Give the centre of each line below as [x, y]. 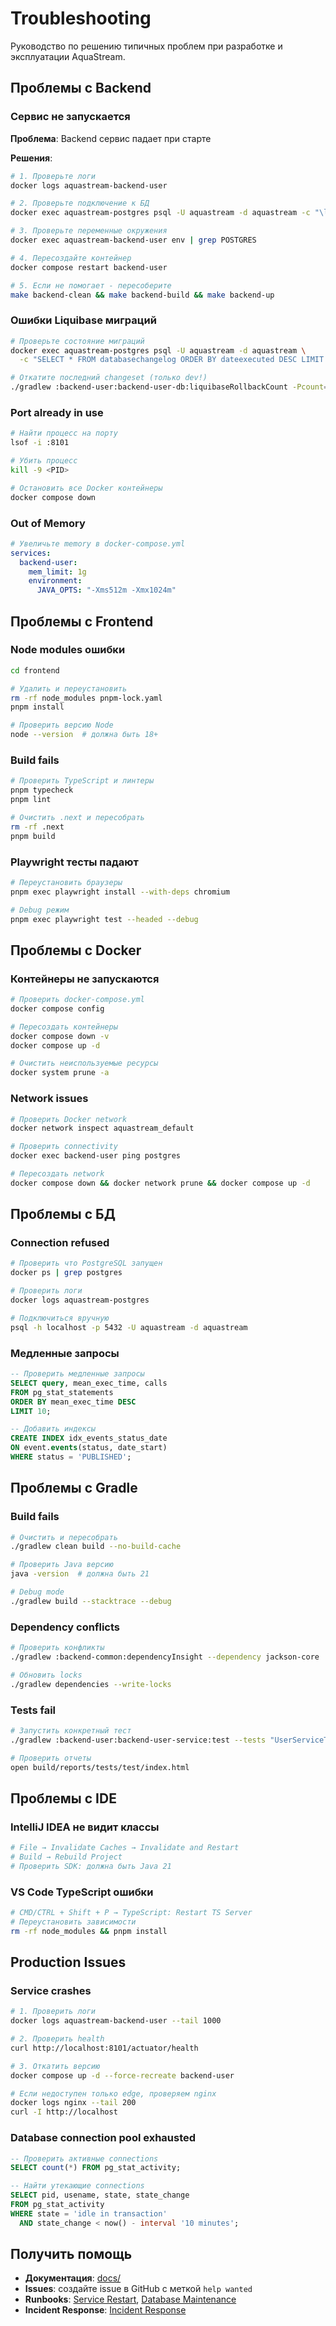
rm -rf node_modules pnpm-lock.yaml [86, 698]
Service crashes [51, 1990]
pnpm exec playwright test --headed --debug [104, 919]
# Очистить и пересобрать [64, 1537]
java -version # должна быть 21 [80, 1574]
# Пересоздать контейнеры [64, 1027]
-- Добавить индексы [53, 1429]
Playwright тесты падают [74, 862]
